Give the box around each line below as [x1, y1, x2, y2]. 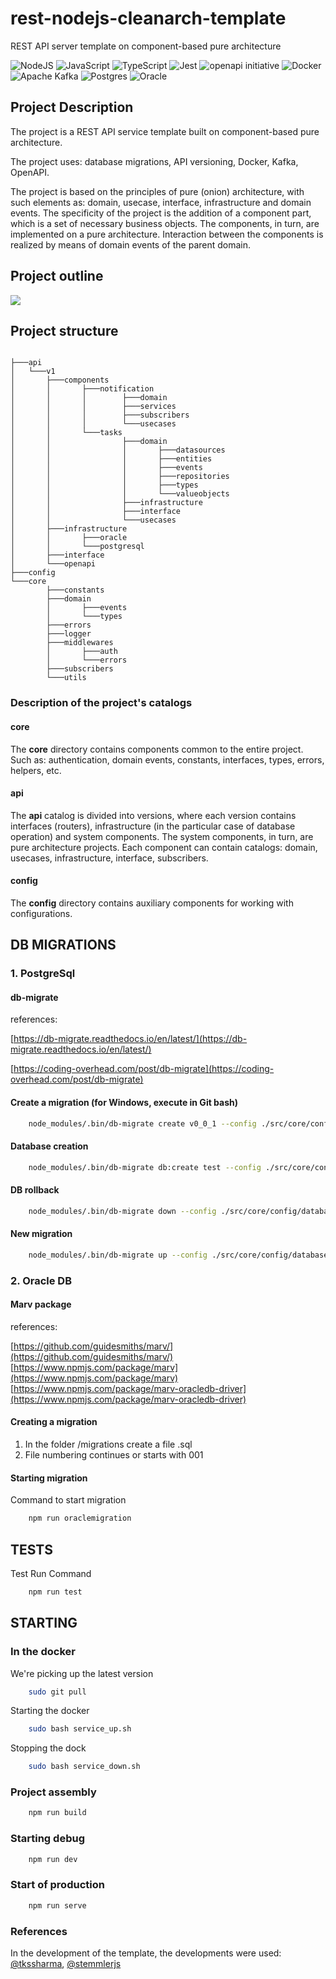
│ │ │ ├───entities [10, 454, 213, 464]
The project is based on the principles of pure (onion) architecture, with [10, 185, 305, 197]
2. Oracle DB [10, 1273, 72, 1287]
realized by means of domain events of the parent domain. [10, 238, 252, 251]
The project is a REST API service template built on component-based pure [10, 125, 320, 137]
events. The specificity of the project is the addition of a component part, [10, 207, 312, 219]
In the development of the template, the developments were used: [10, 1947, 282, 1959]
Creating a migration [10, 1416, 98, 1428]
